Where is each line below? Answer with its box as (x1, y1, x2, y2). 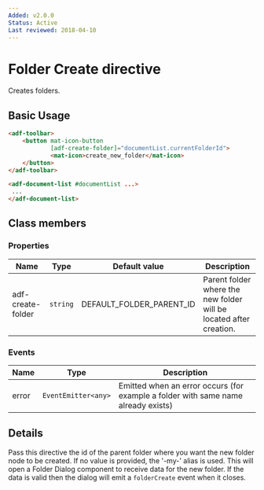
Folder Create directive (8, 60, 161, 78)
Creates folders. (8, 86, 60, 95)
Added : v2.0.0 (8, 11, 55, 20)
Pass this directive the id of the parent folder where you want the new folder (8, 448, 255, 457)
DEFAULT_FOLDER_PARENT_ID (81, 298, 196, 309)
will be (203, 304, 227, 315)
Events (8, 347, 35, 358)
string (49, 300, 75, 308)
